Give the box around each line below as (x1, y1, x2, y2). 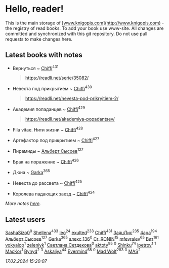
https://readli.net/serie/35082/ (25, 75, 89, 81)
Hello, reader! (5, 3, 64, 15)
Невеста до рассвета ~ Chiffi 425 (12, 179, 82, 186)
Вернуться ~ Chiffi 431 (12, 64, 59, 71)
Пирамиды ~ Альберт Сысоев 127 (12, 147, 83, 154)
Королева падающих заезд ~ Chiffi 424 (12, 190, 95, 197)
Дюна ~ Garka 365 (12, 169, 50, 175)
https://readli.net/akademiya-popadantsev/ (25, 116, 115, 122)
